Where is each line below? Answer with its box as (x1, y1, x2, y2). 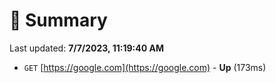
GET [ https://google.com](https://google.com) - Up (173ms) (23, 61, 267, 73)
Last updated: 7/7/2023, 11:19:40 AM (9, 42, 164, 54)
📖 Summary (9, 9, 108, 32)
